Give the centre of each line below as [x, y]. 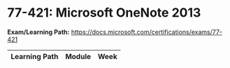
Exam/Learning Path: [38, 32]
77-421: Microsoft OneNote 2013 [104, 13]
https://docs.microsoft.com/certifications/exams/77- [146, 32]
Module [78, 56]
